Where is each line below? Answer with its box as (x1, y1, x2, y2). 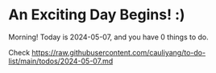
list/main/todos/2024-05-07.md (8, 56, 114, 66)
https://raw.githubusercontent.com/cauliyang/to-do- (31, 47, 206, 57)
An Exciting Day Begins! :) (8, 6, 185, 24)
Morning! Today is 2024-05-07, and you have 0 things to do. (8, 32, 210, 42)
